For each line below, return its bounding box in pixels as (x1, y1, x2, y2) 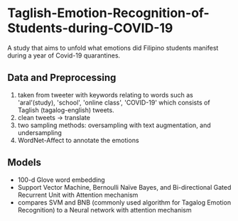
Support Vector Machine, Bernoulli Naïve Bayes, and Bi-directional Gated (17, 183, 232, 191)
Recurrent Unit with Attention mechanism (17, 190, 139, 199)
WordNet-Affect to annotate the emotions (17, 136, 140, 144)
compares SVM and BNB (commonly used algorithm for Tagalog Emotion (17, 198, 232, 207)
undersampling (17, 128, 63, 136)
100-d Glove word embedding (17, 176, 105, 184)
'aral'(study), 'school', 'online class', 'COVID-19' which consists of (17, 98, 211, 107)
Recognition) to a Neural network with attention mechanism (17, 205, 192, 214)
